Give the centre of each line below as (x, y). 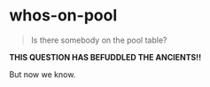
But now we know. (43, 74)
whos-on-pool (63, 16)
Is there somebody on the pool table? (99, 40)
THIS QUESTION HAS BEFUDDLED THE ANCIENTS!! (105, 57)
